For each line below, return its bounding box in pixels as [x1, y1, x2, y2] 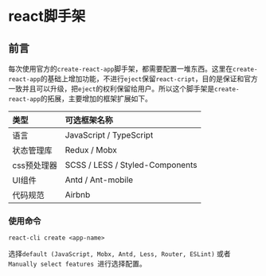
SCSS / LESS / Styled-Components [65, 160, 198, 170]
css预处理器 [12, 160, 58, 171]
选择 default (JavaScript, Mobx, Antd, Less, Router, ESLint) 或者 [8, 249, 231, 259]
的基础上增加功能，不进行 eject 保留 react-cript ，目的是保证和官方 [40, 74, 258, 84]
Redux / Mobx [65, 145, 118, 155]
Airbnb [65, 189, 91, 200]
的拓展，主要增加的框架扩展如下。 [40, 94, 153, 103]
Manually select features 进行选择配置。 [8, 259, 147, 269]
